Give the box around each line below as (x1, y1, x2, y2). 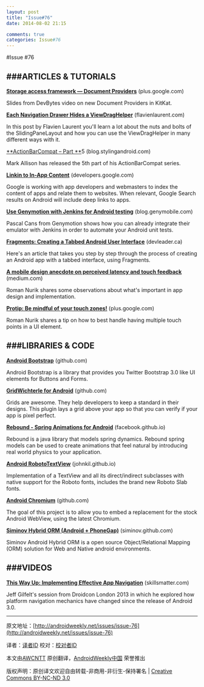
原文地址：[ (6, 622, 35, 629)
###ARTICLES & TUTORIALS (6, 71, 117, 82)
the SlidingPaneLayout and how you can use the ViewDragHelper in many (6, 129, 191, 137)
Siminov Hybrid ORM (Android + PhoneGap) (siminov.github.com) (6, 527, 173, 534)
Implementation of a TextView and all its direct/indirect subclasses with (6, 472, 184, 479)
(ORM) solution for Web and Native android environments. (6, 545, 152, 552)
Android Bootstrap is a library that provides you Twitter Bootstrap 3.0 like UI (6, 368, 195, 376)
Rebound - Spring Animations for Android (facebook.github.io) (6, 423, 166, 430)
